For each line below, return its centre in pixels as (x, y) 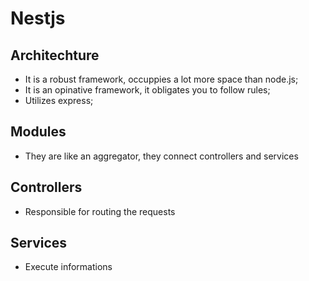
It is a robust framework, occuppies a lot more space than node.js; (161, 79)
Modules (38, 132)
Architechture (55, 55)
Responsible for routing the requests (100, 211)
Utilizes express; (59, 100)
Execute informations (68, 267)
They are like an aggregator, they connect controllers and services (161, 156)
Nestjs (38, 18)
